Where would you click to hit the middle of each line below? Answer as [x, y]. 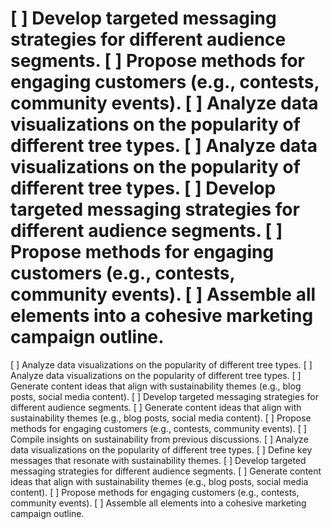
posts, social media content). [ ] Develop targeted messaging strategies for [164, 396]
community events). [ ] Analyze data [164, 103]
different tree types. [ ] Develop [143, 188]
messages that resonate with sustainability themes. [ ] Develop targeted [158, 460]
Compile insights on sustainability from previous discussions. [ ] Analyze [159, 439]
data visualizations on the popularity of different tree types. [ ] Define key [161, 449]
